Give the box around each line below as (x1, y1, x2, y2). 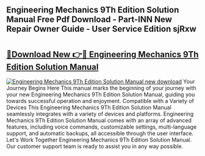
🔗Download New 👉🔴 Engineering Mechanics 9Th (6, 49, 199, 60)
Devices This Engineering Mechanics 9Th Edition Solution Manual (6, 104, 172, 111)
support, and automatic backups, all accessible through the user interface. (6, 130, 194, 136)
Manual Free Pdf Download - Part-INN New (6, 15, 172, 25)
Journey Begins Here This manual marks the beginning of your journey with (6, 85, 196, 91)
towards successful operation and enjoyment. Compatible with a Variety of (6, 97, 194, 104)
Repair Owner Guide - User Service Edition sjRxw (6, 24, 196, 34)
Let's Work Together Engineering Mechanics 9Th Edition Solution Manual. (6, 136, 192, 143)
